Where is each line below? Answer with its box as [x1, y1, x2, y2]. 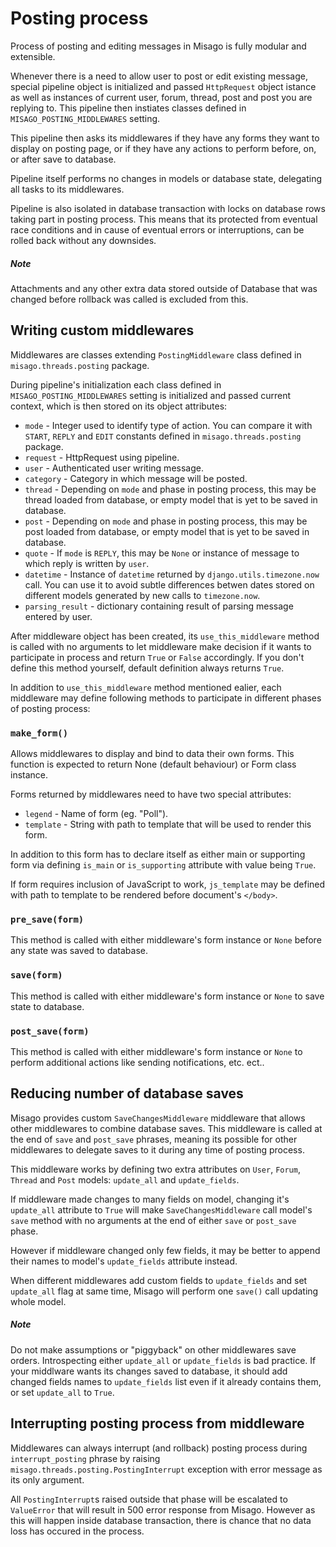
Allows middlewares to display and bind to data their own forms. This [10, 748, 295, 760]
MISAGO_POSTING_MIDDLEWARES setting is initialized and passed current [10, 389, 292, 401]
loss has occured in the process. [10, 1525, 145, 1537]
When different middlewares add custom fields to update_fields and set [10, 1274, 308, 1286]
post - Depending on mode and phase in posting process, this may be [24, 515, 308, 527]
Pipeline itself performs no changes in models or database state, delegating [10, 172, 323, 184]
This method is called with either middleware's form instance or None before [10, 934, 322, 946]
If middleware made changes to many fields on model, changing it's [10, 1193, 290, 1205]
